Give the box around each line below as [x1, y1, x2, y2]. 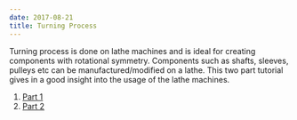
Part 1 [21, 91, 44, 102]
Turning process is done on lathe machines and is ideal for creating [9, 45, 256, 56]
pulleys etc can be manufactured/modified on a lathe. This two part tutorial [9, 64, 284, 76]
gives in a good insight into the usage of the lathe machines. [9, 74, 230, 84]
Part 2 [21, 100, 45, 111]
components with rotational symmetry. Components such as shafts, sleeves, [9, 55, 289, 66]
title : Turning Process [9, 21, 98, 30]
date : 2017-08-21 [9, 12, 74, 22]
